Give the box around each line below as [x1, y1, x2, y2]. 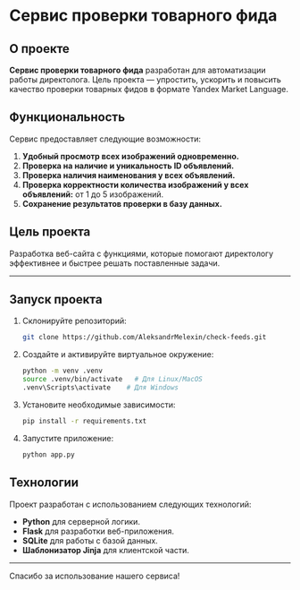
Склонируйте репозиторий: [21, 315, 127, 327]
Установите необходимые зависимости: [21, 399, 176, 410]
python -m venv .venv [21, 366, 103, 376]
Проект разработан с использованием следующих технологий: [9, 499, 252, 509]
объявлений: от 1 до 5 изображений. [21, 189, 164, 200]
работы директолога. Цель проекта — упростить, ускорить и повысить [9, 74, 281, 85]
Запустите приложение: [21, 432, 114, 443]
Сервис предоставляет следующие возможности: [9, 133, 201, 144]
